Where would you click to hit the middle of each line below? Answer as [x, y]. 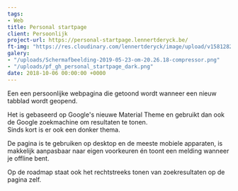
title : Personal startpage [47, 27]
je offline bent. [28, 158]
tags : [15, 14]
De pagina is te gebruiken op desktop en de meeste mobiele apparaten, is [115, 143]
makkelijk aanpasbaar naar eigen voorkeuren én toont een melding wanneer [118, 151]
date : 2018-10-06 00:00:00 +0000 [57, 73]
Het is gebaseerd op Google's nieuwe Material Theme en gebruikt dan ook [116, 115]
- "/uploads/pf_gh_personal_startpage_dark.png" [80, 66]
